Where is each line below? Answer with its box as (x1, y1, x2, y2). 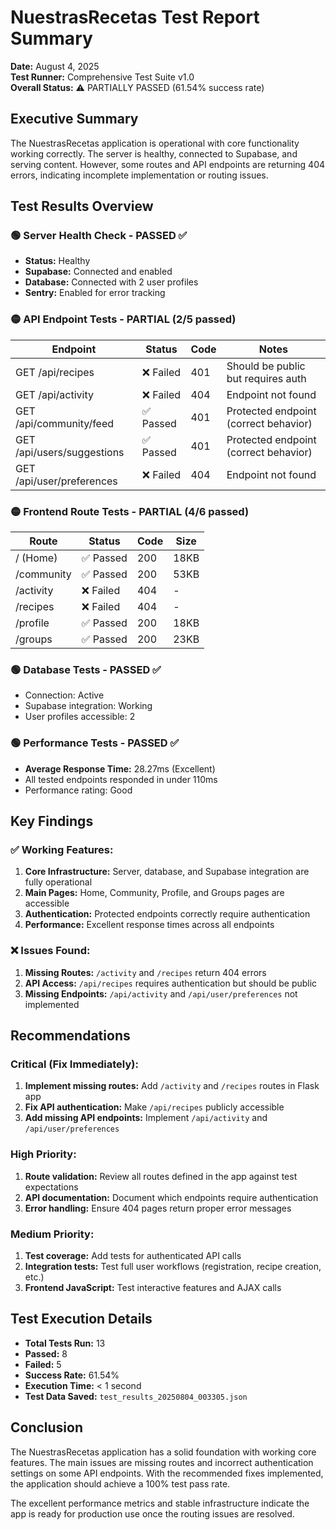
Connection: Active (24, 689, 105, 701)
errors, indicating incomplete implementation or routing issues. (10, 169, 269, 181)
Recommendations (10, 1027, 131, 1044)
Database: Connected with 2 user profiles (24, 276, 199, 288)
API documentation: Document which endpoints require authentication (24, 1191, 319, 1203)
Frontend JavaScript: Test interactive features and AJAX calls (24, 1281, 282, 1293)
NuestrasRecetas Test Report (10, 6, 260, 29)
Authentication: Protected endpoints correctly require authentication (24, 908, 311, 920)
